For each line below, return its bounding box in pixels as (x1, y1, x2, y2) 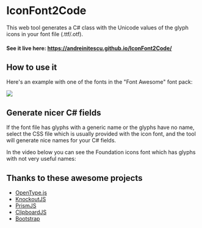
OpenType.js (15, 189, 48, 196)
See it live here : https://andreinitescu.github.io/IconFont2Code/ (6, 44, 172, 52)
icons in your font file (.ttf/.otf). (6, 30, 84, 37)
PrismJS (15, 202, 37, 209)
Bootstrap (15, 215, 40, 222)
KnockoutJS (15, 195, 46, 202)
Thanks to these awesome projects (6, 172, 143, 183)
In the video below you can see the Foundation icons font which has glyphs (6, 149, 196, 156)
